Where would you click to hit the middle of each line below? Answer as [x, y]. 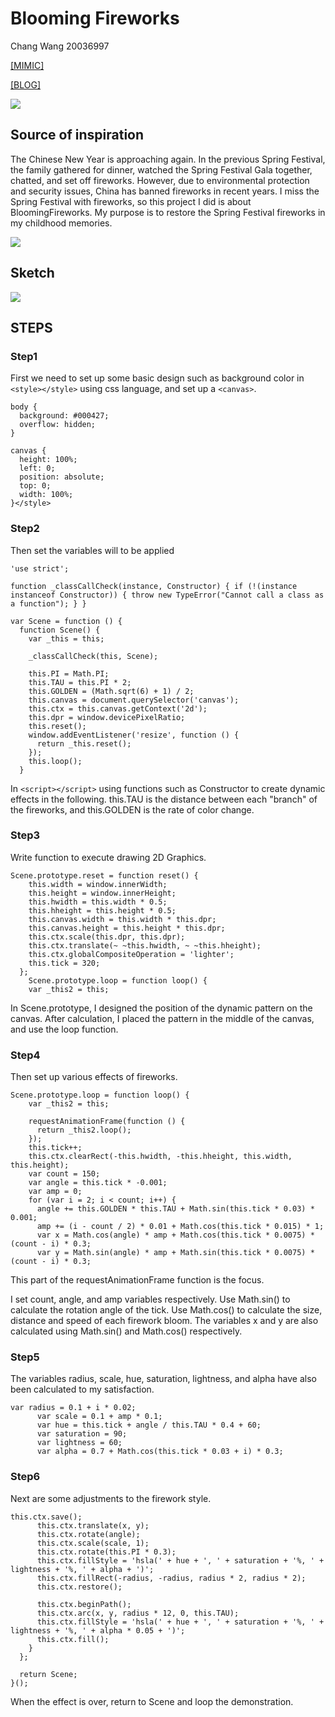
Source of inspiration [77, 135]
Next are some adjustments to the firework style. [111, 1498]
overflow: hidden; [58, 425]
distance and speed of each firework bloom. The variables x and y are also [164, 1321]
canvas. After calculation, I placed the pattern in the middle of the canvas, [162, 1018]
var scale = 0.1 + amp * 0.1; [99, 1417]
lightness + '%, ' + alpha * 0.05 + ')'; [98, 1630]
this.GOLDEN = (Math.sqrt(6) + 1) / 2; [111, 691]
